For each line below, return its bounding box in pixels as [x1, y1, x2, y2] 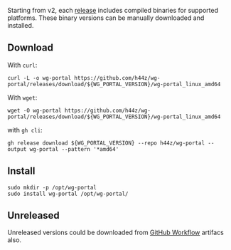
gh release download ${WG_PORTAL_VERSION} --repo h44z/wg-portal [7, 139, 205, 147]
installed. [7, 21, 34, 29]
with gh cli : [7, 125, 43, 134]
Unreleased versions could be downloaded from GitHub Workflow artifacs [7, 228, 224, 237]
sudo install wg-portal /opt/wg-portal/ [7, 190, 129, 197]
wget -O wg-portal [7, 107, 62, 114]
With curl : [7, 61, 38, 69]
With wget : [7, 93, 38, 102]
